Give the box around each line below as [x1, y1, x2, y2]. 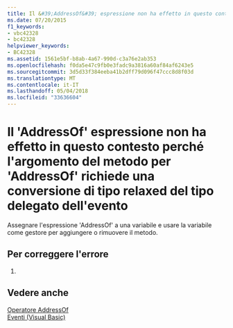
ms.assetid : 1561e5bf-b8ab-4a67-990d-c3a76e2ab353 [7, 56, 157, 63]
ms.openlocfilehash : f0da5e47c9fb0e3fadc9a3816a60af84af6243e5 [7, 62, 194, 69]
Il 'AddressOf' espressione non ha [7, 124, 207, 140]
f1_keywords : [7, 23, 45, 30]
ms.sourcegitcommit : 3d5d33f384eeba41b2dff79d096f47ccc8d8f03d [7, 68, 194, 75]
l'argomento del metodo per [7, 154, 171, 170]
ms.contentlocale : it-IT [7, 81, 79, 88]
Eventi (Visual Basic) [7, 313, 66, 321]
